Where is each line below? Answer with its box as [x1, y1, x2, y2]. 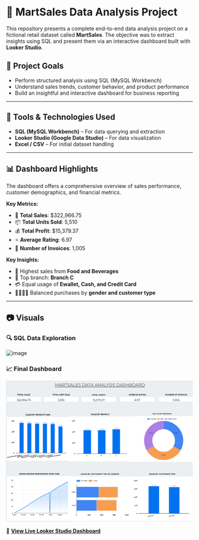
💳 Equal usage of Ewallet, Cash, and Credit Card [14, 281, 137, 288]
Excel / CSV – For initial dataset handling [14, 140, 114, 148]
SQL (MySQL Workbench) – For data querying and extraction [14, 127, 165, 135]
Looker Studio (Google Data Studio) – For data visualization [14, 134, 161, 141]
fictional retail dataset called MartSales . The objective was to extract [6, 31, 175, 38]
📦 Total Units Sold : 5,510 [14, 219, 78, 226]
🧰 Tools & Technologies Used [6, 112, 115, 122]
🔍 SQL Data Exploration [6, 334, 76, 342]
